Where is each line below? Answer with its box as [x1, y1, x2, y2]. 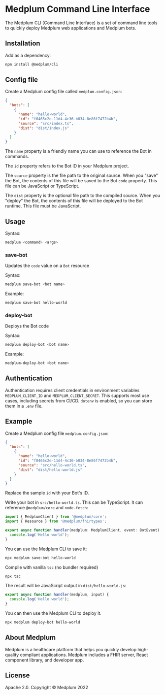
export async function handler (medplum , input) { [5, 592, 109, 597]
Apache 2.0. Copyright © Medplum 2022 [5, 684, 89, 690]
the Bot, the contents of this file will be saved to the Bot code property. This [5, 178, 157, 184]
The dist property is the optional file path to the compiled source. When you [5, 193, 161, 199]
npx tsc [5, 574, 21, 579]
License [5, 671, 30, 680]
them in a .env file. [5, 403, 43, 409]
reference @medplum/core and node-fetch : [5, 505, 89, 511]
